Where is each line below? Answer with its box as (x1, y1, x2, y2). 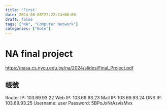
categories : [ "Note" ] (5, 26, 51, 31)
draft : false (5, 17, 33, 22)
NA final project (5, 48, 73, 60)
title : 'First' (5, 7, 38, 13)
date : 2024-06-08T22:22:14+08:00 (5, 12, 76, 17)
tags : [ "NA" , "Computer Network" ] (5, 21, 79, 27)
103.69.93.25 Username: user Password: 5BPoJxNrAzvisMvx (5, 100, 133, 106)
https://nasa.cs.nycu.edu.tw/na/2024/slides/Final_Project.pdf (5, 65, 133, 71)
